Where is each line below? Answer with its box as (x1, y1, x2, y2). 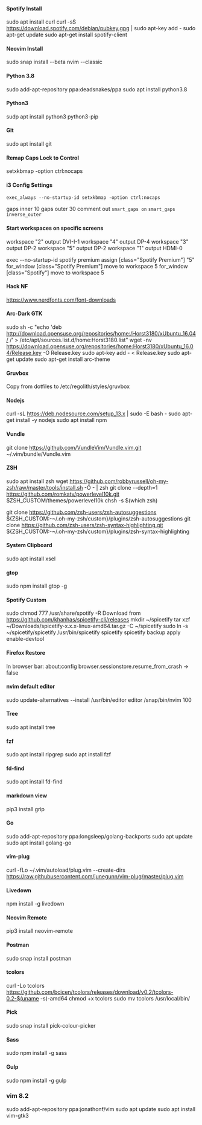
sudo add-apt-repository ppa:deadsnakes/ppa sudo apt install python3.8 (6, 85, 188, 93)
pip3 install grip (6, 805, 45, 812)
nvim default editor (6, 683, 55, 690)
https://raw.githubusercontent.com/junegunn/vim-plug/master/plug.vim (6, 873, 184, 880)
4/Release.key (6, 349, 42, 357)
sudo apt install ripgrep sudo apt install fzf (6, 751, 112, 758)
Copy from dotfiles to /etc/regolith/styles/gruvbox (6, 383, 130, 390)
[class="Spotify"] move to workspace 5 (6, 269, 104, 276)
